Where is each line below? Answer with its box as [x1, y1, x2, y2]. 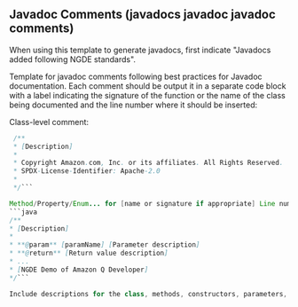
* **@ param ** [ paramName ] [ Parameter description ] [9, 240, 200, 249]
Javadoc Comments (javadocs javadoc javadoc [9, 7, 277, 22]
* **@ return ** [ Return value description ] [9, 248, 169, 258]
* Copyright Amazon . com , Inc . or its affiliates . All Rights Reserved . [12, 159, 284, 168]
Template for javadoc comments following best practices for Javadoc [9, 71, 263, 82]
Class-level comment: [9, 116, 90, 127]
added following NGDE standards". [9, 53, 136, 65]
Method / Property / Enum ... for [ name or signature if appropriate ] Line [9, 199, 276, 208]
